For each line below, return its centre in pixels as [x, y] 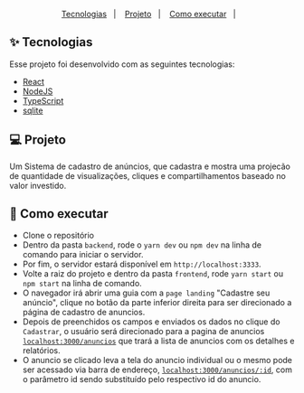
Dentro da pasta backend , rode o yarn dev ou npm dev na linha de [142, 245]
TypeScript [43, 100]
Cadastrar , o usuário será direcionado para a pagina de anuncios [143, 332]
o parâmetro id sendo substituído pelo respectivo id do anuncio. [142, 379]
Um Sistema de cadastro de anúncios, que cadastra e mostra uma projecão [150, 166]
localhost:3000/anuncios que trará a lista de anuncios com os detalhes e [158, 341]
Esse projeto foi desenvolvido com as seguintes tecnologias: [122, 64]
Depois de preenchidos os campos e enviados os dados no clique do [151, 322]
